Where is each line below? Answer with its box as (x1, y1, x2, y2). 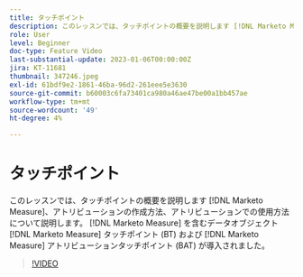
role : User (9, 30, 50, 39)
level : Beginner (9, 38, 70, 48)
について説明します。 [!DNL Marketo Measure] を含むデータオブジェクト (9, 217, 279, 228)
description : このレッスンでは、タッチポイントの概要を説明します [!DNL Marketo (9, 22, 287, 31)
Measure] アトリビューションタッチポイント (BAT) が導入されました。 (9, 240, 271, 251)
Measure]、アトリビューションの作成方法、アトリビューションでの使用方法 (9, 207, 290, 217)
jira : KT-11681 (9, 64, 67, 73)
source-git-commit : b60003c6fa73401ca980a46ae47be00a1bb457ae (9, 88, 248, 97)
